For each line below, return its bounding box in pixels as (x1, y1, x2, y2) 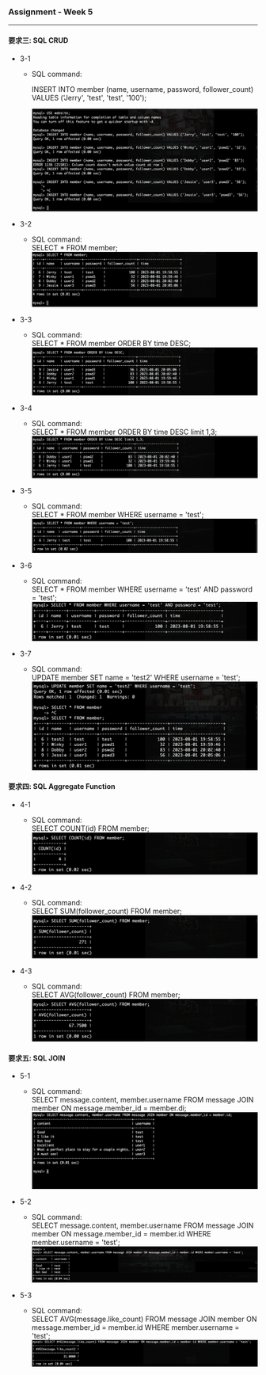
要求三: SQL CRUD (8, 35, 69, 45)
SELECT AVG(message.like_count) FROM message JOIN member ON (31, 1314, 257, 1324)
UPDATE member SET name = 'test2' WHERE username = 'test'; (31, 672, 241, 682)
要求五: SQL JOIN (8, 1053, 66, 1063)
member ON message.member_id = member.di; (31, 1103, 187, 1113)
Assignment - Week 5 (8, 6, 93, 17)
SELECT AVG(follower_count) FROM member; (31, 990, 180, 1000)
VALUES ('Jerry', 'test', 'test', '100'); (31, 93, 147, 102)
